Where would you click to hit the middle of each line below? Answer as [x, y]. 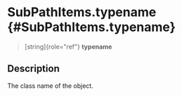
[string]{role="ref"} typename [68, 46]
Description [33, 69]
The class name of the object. [50, 86]
